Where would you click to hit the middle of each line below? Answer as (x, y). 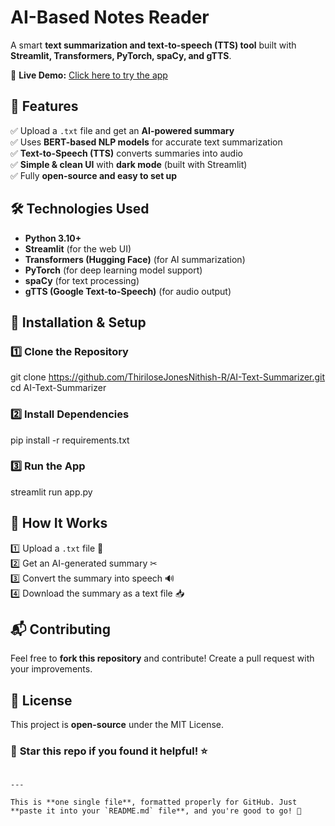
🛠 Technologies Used (80, 209)
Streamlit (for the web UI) (78, 248)
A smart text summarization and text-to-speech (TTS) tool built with (153, 45)
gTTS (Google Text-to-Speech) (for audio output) (128, 291)
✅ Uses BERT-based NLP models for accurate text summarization (146, 142)
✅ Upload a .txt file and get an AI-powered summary (122, 130)
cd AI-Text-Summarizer (58, 388)
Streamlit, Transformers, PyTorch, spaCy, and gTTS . (121, 55)
